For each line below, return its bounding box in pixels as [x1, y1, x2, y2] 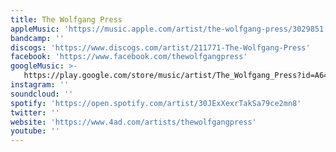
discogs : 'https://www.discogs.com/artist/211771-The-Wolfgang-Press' [10, 42, 311, 53]
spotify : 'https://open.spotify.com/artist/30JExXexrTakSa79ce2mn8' [10, 98, 302, 108]
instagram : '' [10, 80, 70, 90]
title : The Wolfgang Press [10, 14, 123, 25]
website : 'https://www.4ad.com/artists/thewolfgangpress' [10, 117, 257, 127]
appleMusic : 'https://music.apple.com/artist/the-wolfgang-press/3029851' [10, 24, 329, 34]
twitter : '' [10, 107, 60, 118]
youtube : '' [10, 126, 60, 136]
